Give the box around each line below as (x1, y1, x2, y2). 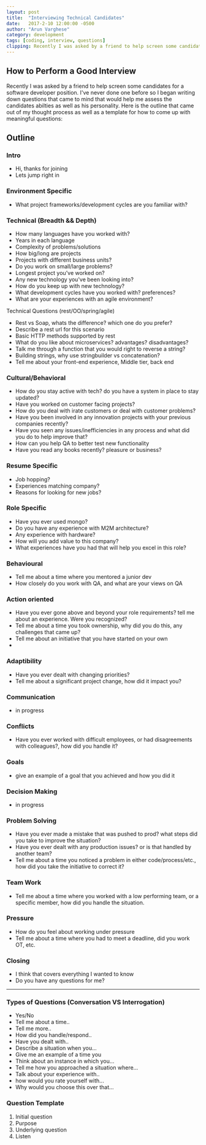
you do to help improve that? (15, 433, 88, 441)
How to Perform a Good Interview (6, 66, 137, 77)
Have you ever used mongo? (15, 518, 88, 525)
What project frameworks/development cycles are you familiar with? (15, 201, 188, 208)
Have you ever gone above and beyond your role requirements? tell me (15, 609, 195, 616)
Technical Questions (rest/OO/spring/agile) (6, 307, 115, 314)
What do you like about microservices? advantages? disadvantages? (15, 338, 189, 346)
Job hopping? (15, 475, 50, 483)
